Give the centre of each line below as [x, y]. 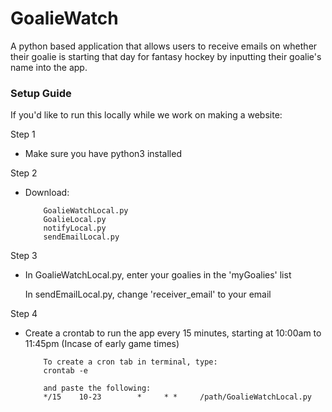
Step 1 [23, 134]
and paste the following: [97, 388]
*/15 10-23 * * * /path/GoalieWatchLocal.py [177, 397]
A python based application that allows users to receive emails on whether [164, 46]
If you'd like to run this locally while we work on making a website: [146, 115]
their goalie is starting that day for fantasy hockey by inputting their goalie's [166, 56]
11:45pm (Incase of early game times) [102, 344]
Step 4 [24, 314]
